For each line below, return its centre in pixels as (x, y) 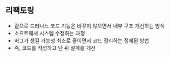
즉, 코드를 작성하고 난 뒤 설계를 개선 (55, 48)
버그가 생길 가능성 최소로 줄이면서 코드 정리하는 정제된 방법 (81, 41)
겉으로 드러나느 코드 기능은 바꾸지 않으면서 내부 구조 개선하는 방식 (89, 26)
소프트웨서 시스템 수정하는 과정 (49, 33)
